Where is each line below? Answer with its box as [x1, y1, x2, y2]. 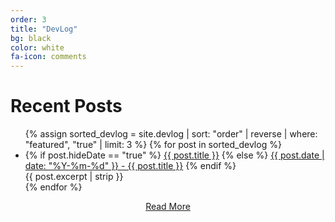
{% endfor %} [24, 181, 83, 193]
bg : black [10, 33, 52, 43]
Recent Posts [10, 95, 123, 118]
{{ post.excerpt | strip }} [24, 171, 124, 183]
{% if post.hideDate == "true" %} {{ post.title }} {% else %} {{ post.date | [24, 149, 325, 161]
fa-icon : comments [10, 52, 87, 62]
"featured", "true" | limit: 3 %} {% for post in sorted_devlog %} [24, 139, 282, 151]
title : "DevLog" [10, 24, 78, 34]
